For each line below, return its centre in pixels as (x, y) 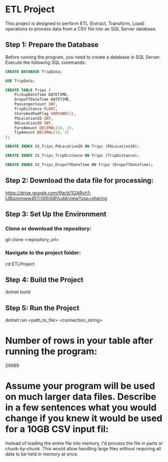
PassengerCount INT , (36, 104)
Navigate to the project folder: (43, 253)
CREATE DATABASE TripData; (34, 72)
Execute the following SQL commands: (46, 62)
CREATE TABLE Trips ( (28, 90)
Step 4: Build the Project (44, 279)
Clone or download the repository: (48, 228)
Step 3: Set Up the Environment (56, 214)
